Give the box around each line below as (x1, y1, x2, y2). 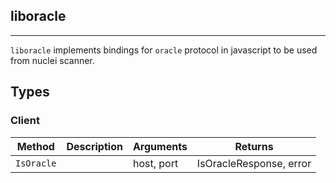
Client (10, 114, 40, 128)
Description (66, 139, 123, 153)
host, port (132, 156, 179, 170)
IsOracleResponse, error (196, 156, 312, 170)
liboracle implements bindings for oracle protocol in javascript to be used (10, 44, 318, 56)
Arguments (132, 139, 188, 153)
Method (16, 139, 55, 153)
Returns (234, 139, 274, 153)
